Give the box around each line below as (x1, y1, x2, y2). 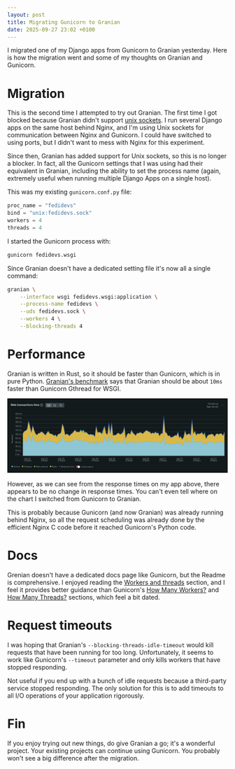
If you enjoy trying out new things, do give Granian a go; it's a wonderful (7, 739, 215, 747)
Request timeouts (7, 618, 113, 633)
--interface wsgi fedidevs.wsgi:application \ (20, 293, 158, 300)
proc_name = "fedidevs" (7, 202, 77, 209)
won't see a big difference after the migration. (7, 754, 139, 762)
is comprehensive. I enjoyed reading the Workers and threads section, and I (7, 578, 225, 587)
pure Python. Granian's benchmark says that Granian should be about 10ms (7, 376, 222, 385)
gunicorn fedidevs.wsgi (7, 251, 77, 258)
